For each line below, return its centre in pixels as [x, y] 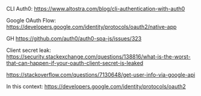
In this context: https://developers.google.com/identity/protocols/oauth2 [96, 86]
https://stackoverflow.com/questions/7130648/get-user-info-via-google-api [101, 75]
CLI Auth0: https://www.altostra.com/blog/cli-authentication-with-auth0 [96, 9]
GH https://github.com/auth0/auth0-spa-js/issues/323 [74, 38]
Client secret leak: [29, 50]
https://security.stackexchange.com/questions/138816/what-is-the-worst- [99, 56]
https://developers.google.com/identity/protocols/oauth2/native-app [91, 27]
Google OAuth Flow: [31, 20]
